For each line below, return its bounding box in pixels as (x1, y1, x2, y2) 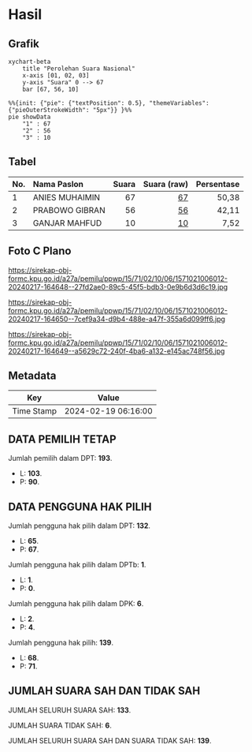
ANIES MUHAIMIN (32, 192, 101, 203)
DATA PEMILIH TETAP (8, 432, 117, 446)
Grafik (8, 37, 39, 51)
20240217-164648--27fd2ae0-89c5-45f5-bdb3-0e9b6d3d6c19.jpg (8, 282, 228, 291)
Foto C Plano (8, 245, 72, 258)
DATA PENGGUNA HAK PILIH (8, 499, 152, 514)
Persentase (195, 178, 240, 189)
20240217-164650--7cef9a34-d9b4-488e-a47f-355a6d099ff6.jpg (8, 314, 226, 324)
